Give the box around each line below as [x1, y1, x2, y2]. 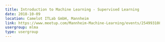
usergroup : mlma [5, 25, 38, 30]
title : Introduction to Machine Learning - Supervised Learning [5, 7, 139, 12]
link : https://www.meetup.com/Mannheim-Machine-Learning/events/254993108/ [5, 20, 164, 26]
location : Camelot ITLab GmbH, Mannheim [5, 16, 89, 21]
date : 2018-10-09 [5, 12, 41, 16]
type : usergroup [5, 29, 38, 34]
